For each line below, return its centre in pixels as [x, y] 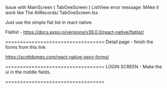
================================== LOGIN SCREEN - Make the [84, 67]
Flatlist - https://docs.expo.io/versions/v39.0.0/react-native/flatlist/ [75, 32]
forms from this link [25, 47]
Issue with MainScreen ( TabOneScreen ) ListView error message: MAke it [82, 7]
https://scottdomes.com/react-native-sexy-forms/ [57, 57]
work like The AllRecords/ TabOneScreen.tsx [52, 13]
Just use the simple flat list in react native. [49, 22]
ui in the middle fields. [28, 72]
